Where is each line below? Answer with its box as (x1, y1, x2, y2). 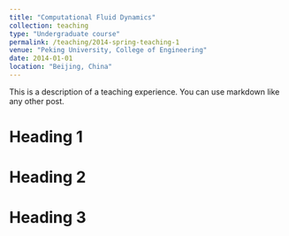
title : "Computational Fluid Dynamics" (9, 12, 156, 22)
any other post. (9, 95, 65, 106)
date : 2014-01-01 (9, 54, 73, 63)
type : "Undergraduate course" (9, 29, 121, 38)
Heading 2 (9, 167, 87, 187)
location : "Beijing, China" (9, 63, 113, 72)
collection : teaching (9, 21, 89, 30)
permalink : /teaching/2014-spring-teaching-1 (9, 37, 179, 47)
